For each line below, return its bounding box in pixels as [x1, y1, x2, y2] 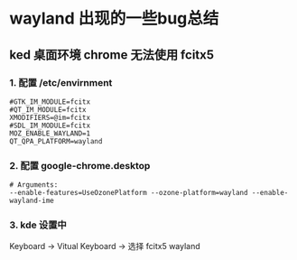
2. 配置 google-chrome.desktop [9, 159, 151, 172]
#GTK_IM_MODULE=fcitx [9, 97, 91, 107]
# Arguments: [9, 181, 59, 190]
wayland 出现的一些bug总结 [9, 8, 219, 29]
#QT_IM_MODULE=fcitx [9, 105, 88, 114]
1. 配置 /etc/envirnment [9, 76, 113, 88]
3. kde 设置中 [9, 218, 68, 231]
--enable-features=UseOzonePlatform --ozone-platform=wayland [9, 189, 248, 198]
